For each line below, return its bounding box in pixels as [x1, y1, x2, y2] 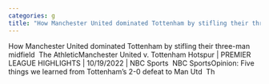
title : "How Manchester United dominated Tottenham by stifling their [8, 19, 249, 27]
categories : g [8, 11, 56, 20]
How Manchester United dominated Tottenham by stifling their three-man [8, 41, 251, 50]
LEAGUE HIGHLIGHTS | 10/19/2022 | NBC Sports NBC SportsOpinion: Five [8, 58, 255, 68]
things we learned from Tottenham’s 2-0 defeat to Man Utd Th [8, 66, 215, 76]
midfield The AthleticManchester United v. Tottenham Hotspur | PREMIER [8, 50, 251, 59]
